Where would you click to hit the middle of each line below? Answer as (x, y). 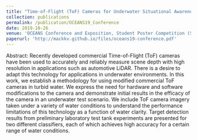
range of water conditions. (38, 131)
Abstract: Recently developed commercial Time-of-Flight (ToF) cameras (93, 56)
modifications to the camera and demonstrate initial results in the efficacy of (98, 93)
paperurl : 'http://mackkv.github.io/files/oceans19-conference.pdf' (91, 39)
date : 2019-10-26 (27, 28)
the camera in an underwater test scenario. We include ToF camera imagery (98, 99)
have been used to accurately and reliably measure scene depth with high (95, 62)
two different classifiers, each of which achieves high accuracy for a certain (98, 124)
